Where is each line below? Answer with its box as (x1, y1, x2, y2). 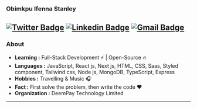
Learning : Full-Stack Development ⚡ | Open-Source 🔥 (14, 54, 147, 61)
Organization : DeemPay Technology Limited (14, 89, 124, 96)
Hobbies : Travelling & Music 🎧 (14, 75, 92, 82)
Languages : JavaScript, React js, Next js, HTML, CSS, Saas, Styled (14, 62, 179, 69)
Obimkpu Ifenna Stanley (6, 5, 76, 13)
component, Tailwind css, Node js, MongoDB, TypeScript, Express (14, 68, 175, 75)
